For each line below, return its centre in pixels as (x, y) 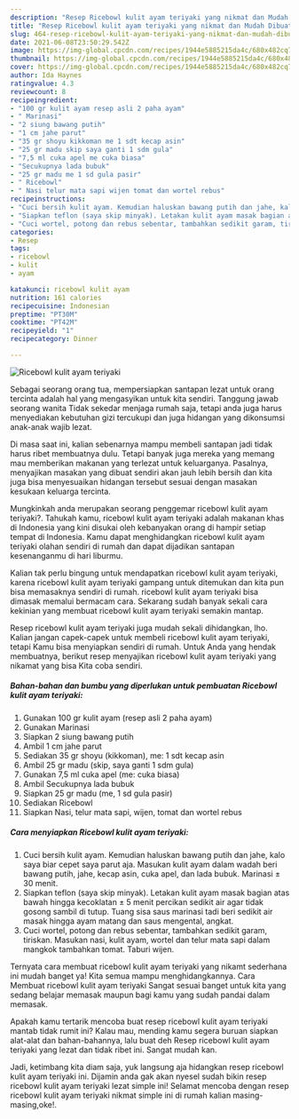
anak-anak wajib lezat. (51, 426)
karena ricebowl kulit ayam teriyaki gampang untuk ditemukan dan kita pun (147, 582)
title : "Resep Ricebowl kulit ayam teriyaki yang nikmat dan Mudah (138, 26)
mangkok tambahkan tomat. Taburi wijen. (98, 949)
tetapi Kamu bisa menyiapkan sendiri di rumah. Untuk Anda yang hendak (143, 647)
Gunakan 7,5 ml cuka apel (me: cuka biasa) (101, 774)
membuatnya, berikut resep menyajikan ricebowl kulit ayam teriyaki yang (143, 656)
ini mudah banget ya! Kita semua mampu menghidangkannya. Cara (133, 976)
